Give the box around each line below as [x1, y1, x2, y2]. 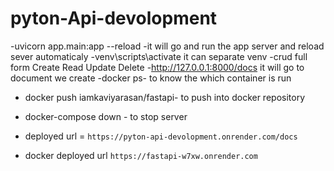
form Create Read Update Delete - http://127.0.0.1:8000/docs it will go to [10, 61, 305, 73]
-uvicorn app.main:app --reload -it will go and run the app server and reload [10, 40, 325, 52]
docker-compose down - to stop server [24, 110, 188, 122]
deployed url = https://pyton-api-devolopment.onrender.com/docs [24, 130, 298, 142]
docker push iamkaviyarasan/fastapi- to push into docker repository [24, 91, 306, 103]
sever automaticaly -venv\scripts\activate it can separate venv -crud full [10, 50, 308, 62]
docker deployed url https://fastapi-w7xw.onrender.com [24, 149, 258, 161]
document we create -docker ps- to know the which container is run [10, 72, 292, 84]
